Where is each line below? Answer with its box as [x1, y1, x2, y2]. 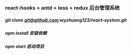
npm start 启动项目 [5, 44, 44, 50]
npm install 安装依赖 [5, 30, 47, 36]
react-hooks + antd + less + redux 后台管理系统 [5, 4, 120, 11]
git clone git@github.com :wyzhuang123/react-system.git [5, 17, 127, 23]
